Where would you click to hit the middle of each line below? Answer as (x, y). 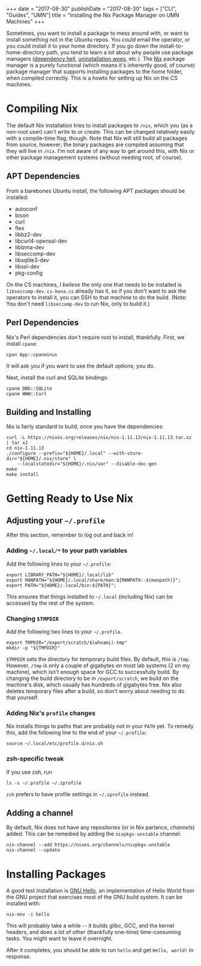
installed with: (23, 903)
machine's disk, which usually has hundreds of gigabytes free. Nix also (94, 684)
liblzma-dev (30, 247)
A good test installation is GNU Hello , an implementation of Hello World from (100, 891)
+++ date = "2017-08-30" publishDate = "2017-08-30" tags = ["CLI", (91, 9)
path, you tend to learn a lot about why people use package (120, 52)
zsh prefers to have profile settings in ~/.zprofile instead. (78, 794)
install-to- (172, 46)
